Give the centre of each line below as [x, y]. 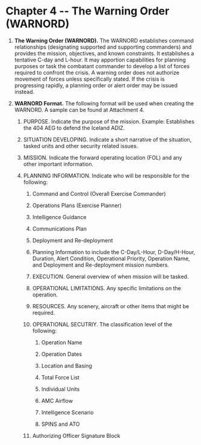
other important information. [58, 164]
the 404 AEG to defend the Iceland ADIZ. [74, 128]
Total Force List [60, 377]
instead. [24, 92]
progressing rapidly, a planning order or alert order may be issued [96, 85]
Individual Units [60, 389]
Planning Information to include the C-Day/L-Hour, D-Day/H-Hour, [114, 252]
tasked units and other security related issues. [81, 146]
